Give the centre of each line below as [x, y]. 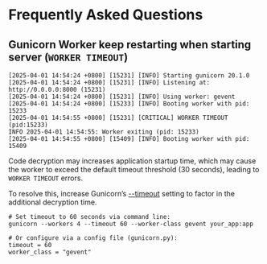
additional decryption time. [53, 202]
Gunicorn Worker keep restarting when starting [130, 45]
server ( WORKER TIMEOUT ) [68, 57]
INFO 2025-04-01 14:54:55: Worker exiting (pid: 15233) [104, 132]
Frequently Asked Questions [106, 15]
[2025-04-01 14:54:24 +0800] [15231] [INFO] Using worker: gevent [122, 97]
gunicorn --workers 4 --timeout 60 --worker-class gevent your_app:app [131, 224]
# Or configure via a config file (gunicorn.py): [93, 238]
